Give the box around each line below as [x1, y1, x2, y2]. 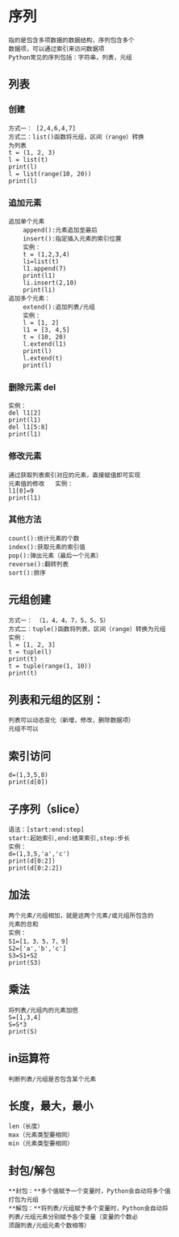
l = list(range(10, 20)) [8, 169, 92, 178]
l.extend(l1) [23, 339, 67, 348]
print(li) [23, 285, 56, 294]
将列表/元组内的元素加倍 [8, 1006, 78, 1014]
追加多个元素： [8, 294, 51, 302]
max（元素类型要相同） [8, 1131, 74, 1139]
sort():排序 [8, 569, 46, 577]
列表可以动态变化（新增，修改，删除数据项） [8, 716, 135, 725]
